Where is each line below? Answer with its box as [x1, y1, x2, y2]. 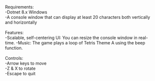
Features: [5, 30, 24, 35]
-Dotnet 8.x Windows [5, 9, 47, 15]
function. [5, 45, 23, 51]
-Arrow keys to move [5, 60, 47, 66]
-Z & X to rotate [5, 66, 36, 71]
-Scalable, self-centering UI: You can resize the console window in [5, 35, 138, 40]
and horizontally [5, 19, 37, 25]
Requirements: [5, 4, 34, 10]
